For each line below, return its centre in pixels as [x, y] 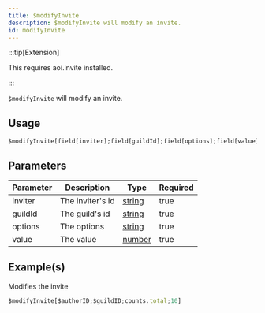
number [137, 239]
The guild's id [85, 214]
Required [176, 188]
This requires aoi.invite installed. [61, 68]
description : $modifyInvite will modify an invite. [95, 23]
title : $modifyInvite [44, 15]
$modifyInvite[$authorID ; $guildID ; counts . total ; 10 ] [95, 300]
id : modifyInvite [37, 30]
